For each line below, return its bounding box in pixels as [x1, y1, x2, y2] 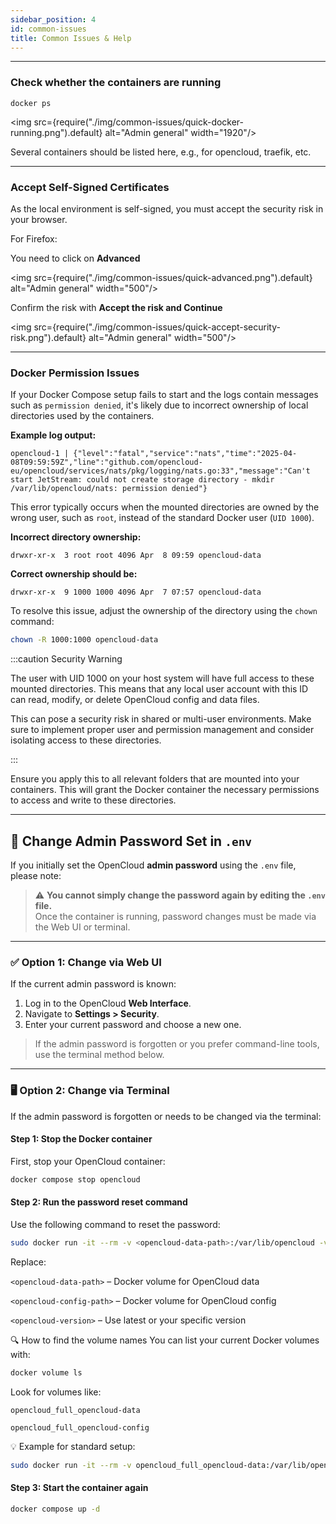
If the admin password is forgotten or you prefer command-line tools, [34, 1038, 320, 1050]
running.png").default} [10, 126, 103, 138]
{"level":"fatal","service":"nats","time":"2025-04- [73, 449, 298, 459]
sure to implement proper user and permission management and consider [10, 724, 315, 736]
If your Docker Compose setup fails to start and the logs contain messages [10, 389, 319, 401]
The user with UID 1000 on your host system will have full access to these [10, 672, 315, 685]
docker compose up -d [10, 1504, 101, 1514]
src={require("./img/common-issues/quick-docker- [33, 116, 245, 128]
